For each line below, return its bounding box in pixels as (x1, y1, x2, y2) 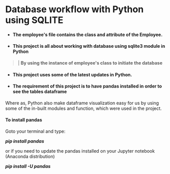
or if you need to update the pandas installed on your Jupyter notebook (5, 148, 155, 154)
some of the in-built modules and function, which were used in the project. (5, 105, 162, 111)
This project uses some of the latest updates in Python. (12, 71, 132, 77)
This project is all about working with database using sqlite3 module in (12, 43, 165, 49)
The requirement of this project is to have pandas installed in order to (12, 83, 162, 90)
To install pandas (5, 117, 42, 123)
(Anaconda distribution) (5, 153, 55, 159)
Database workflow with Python (5, 4, 144, 15)
